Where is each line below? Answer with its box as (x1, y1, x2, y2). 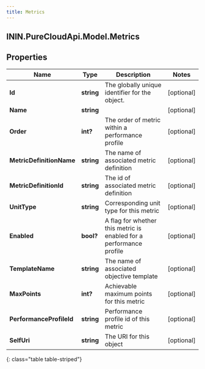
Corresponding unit (104, 199, 160, 207)
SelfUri (9, 336, 31, 345)
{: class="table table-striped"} (6, 355, 82, 363)
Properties (6, 52, 48, 63)
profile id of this (104, 315, 150, 323)
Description (115, 70, 151, 79)
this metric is (104, 224, 142, 232)
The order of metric (104, 115, 161, 124)
